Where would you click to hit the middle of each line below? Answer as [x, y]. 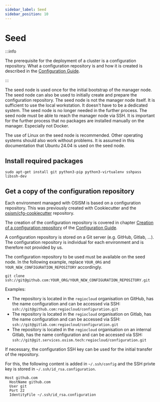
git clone [15, 276]
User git [18, 386]
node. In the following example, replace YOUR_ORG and [58, 262]
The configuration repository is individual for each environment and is [74, 242]
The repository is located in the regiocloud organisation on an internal [81, 330]
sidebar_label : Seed [26, 9]
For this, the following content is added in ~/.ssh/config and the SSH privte [80, 364]
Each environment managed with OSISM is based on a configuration [73, 203]
